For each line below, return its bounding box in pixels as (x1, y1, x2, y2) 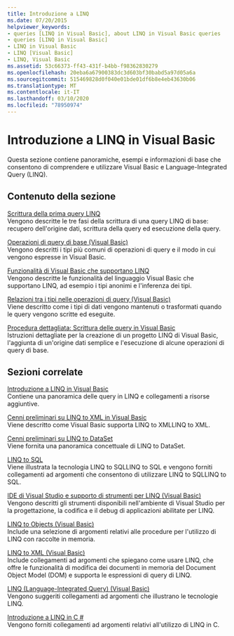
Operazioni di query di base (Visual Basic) (7, 238, 128, 246)
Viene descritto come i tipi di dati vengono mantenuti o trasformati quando (7, 302, 222, 311)
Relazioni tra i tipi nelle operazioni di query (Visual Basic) (7, 294, 171, 303)
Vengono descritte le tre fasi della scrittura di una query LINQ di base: (7, 216, 209, 225)
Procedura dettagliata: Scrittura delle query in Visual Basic (7, 323, 176, 332)
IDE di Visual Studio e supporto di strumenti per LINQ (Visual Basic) (7, 491, 202, 500)
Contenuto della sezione (7, 190, 116, 202)
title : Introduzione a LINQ (7, 10, 90, 18)
